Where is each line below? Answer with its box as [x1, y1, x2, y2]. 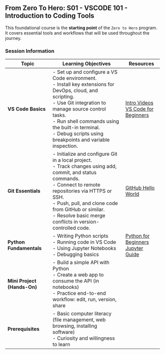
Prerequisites [7, 325, 40, 332]
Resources [128, 60, 155, 67]
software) [52, 329, 75, 336]
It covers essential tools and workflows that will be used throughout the [5, 30, 150, 36]
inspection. [52, 142, 79, 149]
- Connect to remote [52, 181, 101, 188]
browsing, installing [52, 322, 97, 329]
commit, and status [52, 169, 97, 176]
